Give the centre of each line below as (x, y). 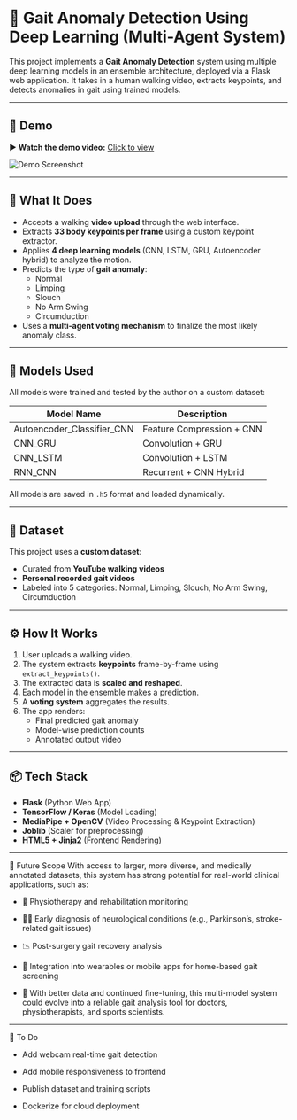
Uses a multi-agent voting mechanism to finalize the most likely (140, 325)
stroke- (269, 918)
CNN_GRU (35, 444)
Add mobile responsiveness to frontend (94, 1071)
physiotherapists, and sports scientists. (93, 1011)
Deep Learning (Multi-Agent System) (147, 37)
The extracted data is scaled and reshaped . (102, 683)
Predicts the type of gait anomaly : (84, 268)
